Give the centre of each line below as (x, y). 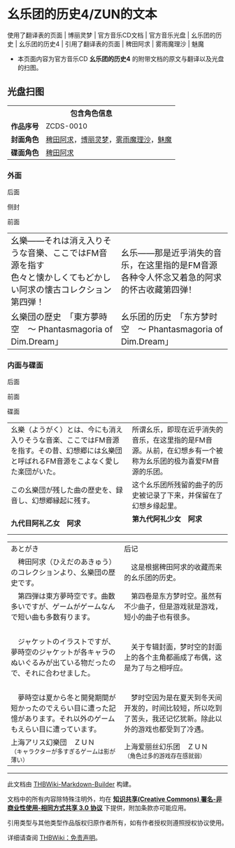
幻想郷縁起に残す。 (63, 500)
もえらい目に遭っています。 (56, 730)
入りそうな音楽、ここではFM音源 (65, 440)
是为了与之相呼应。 (156, 668)
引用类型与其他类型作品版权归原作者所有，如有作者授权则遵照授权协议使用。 (117, 823)
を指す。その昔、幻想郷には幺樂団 (66, 451)
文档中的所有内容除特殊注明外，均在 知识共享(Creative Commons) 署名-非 (115, 799)
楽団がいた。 (39, 472)
